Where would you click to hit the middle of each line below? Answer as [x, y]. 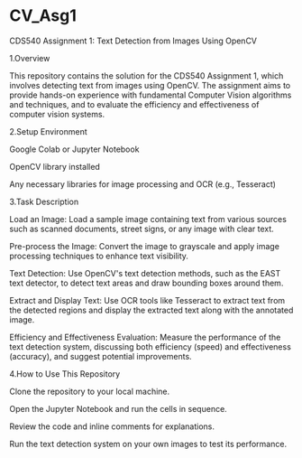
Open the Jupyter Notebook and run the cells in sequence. [118, 408]
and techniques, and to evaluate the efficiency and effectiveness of [134, 104]
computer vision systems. [57, 114]
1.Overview [30, 58]
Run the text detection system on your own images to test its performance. [148, 444]
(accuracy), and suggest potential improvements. [101, 356]
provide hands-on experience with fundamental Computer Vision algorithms [151, 95]
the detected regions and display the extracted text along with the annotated [151, 310]
